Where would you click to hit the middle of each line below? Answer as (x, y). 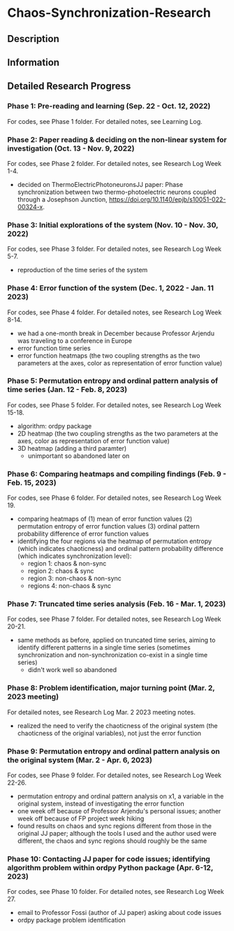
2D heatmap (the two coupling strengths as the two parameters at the (118, 433)
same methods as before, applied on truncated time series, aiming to (116, 640)
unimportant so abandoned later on (79, 456)
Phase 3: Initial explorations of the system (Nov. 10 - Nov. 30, (113, 225)
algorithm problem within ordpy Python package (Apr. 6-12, (110, 867)
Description (33, 39)
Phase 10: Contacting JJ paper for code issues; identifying (109, 859)
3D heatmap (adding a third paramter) (72, 448)
